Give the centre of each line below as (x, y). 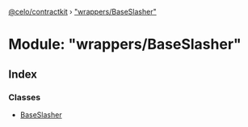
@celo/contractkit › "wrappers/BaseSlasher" (82, 12)
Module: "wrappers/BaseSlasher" (125, 44)
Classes (25, 97)
